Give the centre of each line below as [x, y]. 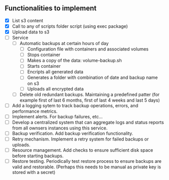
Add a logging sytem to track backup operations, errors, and [75, 105]
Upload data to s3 [31, 32]
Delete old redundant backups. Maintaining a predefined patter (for [90, 94]
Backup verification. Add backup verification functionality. [73, 133]
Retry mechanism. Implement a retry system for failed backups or [80, 139]
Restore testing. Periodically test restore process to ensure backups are [87, 161]
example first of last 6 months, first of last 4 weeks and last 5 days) [90, 100]
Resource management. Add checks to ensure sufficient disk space [82, 150]
